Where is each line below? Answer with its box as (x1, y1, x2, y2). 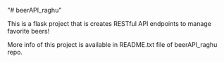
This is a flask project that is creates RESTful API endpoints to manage (7, 20, 211, 27)
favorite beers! (7, 27, 50, 35)
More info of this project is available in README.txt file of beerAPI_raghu (7, 41, 218, 48)
